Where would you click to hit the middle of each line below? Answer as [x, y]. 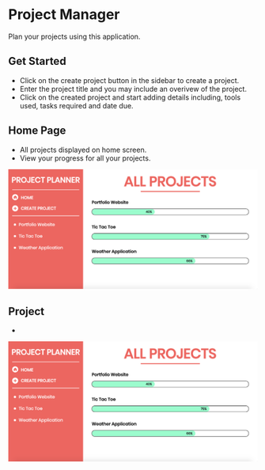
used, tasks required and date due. [76, 105]
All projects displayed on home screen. [83, 150]
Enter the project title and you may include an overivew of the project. [133, 89]
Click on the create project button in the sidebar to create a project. [129, 80]
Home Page [37, 131]
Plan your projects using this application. [74, 36]
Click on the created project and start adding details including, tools [130, 97]
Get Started [37, 61]
